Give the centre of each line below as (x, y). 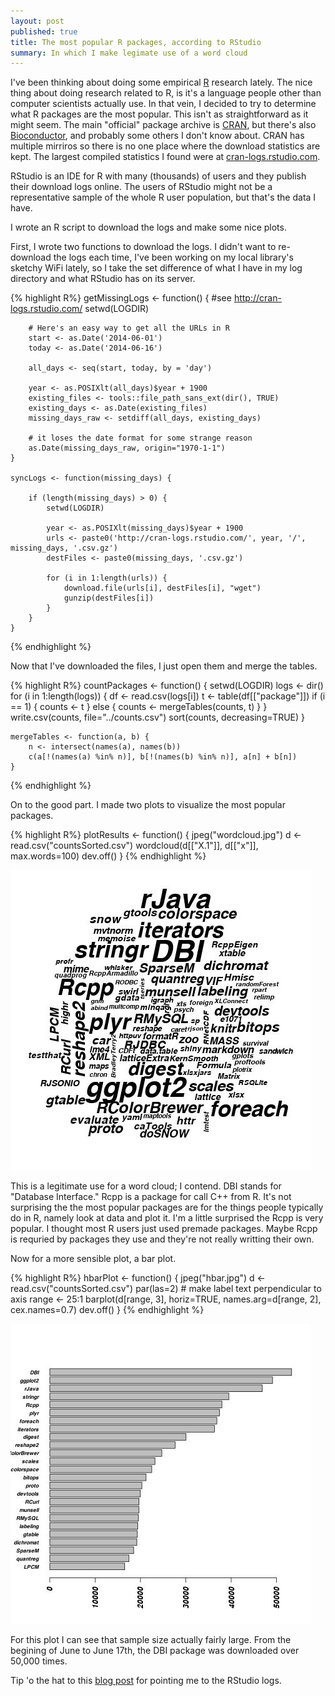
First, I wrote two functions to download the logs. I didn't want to (143, 247)
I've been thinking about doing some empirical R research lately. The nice (161, 82)
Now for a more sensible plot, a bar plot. (93, 1259)
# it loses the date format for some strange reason (140, 438)
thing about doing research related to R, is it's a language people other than (166, 93)
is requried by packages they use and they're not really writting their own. (162, 1239)
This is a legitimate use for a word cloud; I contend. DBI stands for (146, 1186)
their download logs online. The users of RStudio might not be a (141, 187)
